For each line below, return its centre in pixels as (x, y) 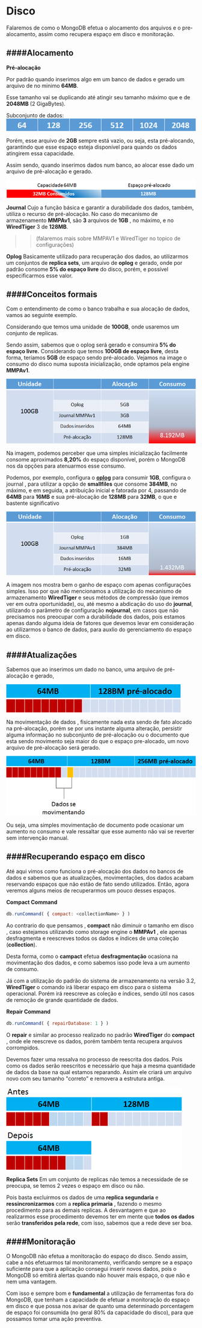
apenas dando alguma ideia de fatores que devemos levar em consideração (100, 623)
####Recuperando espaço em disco (76, 857)
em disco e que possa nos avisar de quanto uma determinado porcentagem (100, 1306)
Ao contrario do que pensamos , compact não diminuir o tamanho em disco (100, 925)
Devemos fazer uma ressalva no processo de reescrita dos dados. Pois (94, 1059)
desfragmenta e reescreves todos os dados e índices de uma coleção (93, 938)
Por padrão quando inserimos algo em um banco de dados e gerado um (95, 79)
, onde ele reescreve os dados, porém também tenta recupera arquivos (94, 1041)
